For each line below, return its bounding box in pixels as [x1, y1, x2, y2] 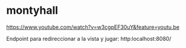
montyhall [6, 4, 59, 17]
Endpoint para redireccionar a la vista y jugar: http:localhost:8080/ [6, 35, 172, 42]
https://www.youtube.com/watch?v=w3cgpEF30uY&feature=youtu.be [6, 23, 180, 31]
